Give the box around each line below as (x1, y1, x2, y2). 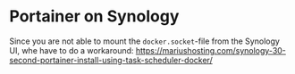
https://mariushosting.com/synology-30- (135, 45, 286, 55)
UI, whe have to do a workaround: (9, 45, 134, 55)
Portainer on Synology (9, 6, 180, 27)
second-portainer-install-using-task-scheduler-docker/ (9, 54, 213, 65)
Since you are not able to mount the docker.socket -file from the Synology (9, 36, 280, 46)
